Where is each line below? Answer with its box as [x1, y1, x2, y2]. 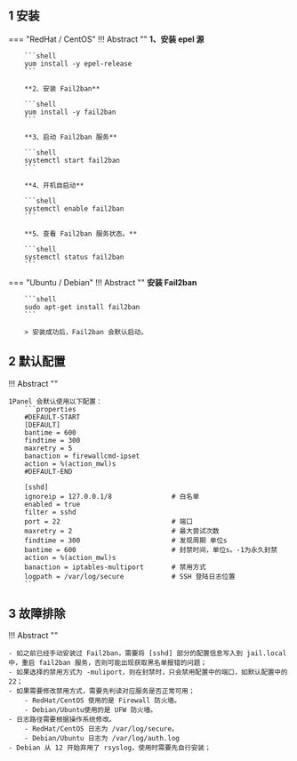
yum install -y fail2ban [24, 108, 116, 116]
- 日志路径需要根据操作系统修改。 [8, 715, 116, 725]
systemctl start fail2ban [24, 156, 121, 164]
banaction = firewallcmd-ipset [24, 452, 140, 461]
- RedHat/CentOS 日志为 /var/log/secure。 [24, 725, 179, 733]
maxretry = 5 [24, 444, 73, 453]
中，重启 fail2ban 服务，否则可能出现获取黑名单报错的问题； [8, 659, 207, 668]
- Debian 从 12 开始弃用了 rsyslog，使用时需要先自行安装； [8, 743, 212, 753]
